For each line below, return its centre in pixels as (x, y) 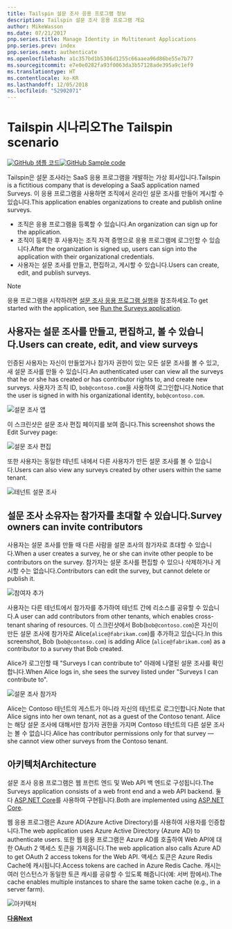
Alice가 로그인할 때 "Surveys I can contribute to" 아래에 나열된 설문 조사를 (109, 663)
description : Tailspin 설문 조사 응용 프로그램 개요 (76, 20)
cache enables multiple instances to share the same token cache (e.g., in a (114, 882)
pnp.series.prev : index (42, 46)
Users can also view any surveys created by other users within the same (118, 469)
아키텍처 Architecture (52, 764)
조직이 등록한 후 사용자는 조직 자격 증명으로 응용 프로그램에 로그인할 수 (112, 241)
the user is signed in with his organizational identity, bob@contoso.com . (106, 395)
